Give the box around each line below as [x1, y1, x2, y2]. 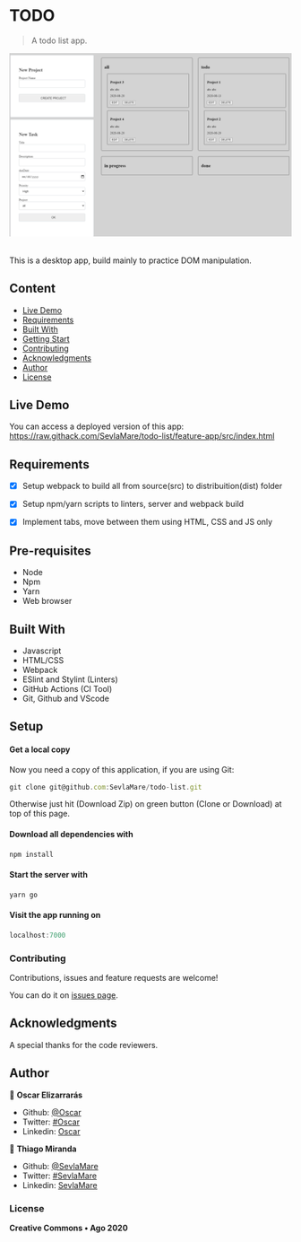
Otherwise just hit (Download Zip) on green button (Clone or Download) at [9, 799, 282, 809]
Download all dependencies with [9, 829, 133, 840]
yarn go [9, 890, 39, 899]
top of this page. [9, 809, 70, 819]
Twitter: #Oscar [21, 1116, 81, 1127]
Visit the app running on [9, 910, 101, 921]
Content [9, 281, 56, 296]
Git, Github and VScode [21, 693, 110, 704]
